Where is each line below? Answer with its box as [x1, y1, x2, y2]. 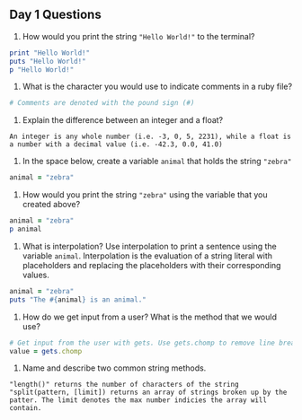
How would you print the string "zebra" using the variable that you [22, 189, 268, 200]
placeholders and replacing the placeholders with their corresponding [22, 259, 281, 270]
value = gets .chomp [9, 346, 83, 355]
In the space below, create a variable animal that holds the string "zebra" [22, 156, 292, 167]
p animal [9, 224, 42, 234]
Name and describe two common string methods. [22, 363, 207, 373]
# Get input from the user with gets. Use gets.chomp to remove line [9, 338, 276, 347]
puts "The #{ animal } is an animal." [9, 295, 147, 304]
